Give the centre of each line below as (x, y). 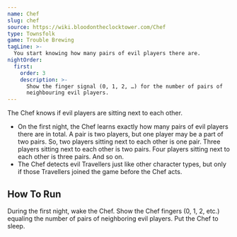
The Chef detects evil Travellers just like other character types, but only (122, 164)
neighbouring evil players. (68, 93)
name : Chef (23, 14)
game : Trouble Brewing (41, 40)
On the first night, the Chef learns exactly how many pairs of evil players (123, 127)
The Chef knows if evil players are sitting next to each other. (95, 113)
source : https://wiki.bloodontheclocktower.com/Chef (87, 27)
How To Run (34, 194)
